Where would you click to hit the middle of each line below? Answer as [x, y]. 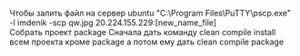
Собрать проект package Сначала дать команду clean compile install [143, 32]
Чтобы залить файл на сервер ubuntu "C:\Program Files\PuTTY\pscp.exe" [150, 13]
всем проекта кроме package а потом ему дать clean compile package [147, 42]
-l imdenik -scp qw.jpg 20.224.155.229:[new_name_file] [113, 23]
